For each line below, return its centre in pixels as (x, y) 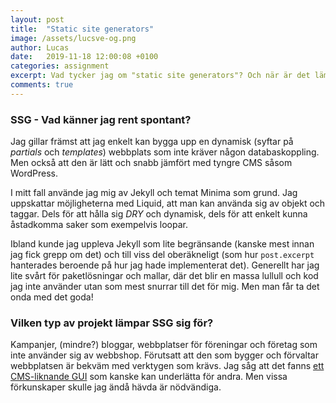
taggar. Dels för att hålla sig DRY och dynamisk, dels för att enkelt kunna (159, 214)
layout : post (37, 19)
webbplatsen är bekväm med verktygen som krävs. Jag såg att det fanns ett (167, 366)
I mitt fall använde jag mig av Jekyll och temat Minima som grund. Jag (154, 193)
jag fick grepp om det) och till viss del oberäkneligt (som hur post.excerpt (162, 255)
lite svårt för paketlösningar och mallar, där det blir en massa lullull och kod (164, 276)
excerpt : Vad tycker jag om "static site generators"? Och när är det (160, 76)
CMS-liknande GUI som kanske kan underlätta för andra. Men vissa (149, 377)
